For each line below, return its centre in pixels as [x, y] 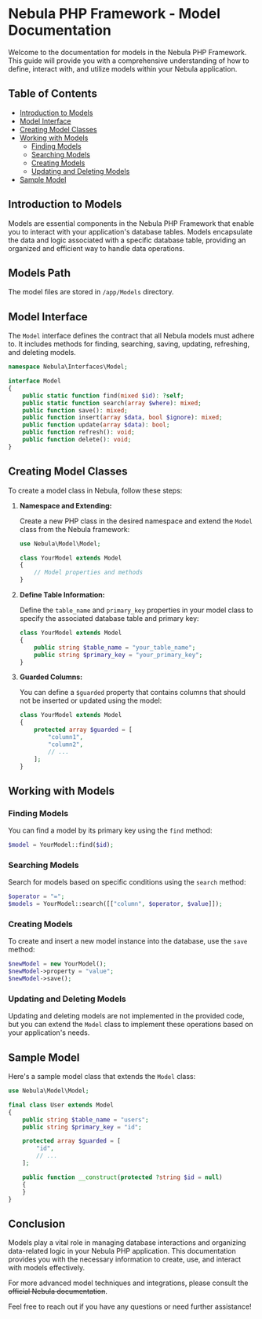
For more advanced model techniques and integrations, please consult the [128, 1283]
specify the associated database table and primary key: [109, 618]
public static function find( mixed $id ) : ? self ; [103, 395]
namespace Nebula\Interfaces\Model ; [68, 367]
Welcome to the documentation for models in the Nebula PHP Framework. [127, 52]
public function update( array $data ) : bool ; [96, 425]
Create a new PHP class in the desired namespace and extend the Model [136, 521]
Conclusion [37, 1223]
